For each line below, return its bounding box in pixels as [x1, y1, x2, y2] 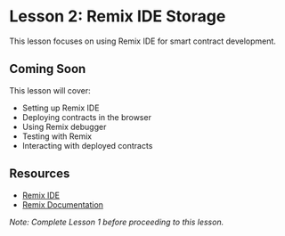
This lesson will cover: [9, 85, 91, 95]
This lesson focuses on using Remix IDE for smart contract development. [9, 36, 276, 46]
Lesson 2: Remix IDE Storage [9, 6, 226, 27]
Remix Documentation [21, 199, 104, 210]
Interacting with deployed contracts [21, 140, 153, 151]
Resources [9, 167, 70, 182]
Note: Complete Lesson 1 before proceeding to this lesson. [9, 216, 224, 227]
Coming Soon [9, 61, 86, 77]
